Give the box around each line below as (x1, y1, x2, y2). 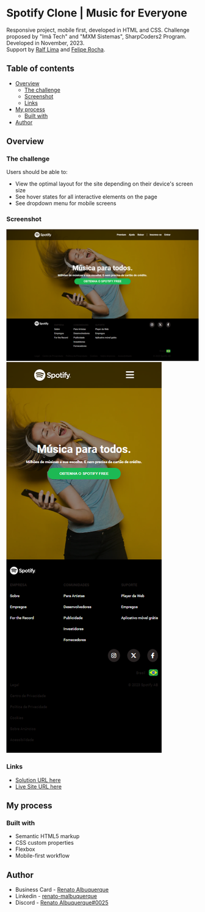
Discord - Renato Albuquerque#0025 (15, 899, 109, 907)
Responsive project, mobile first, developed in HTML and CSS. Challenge (6, 26, 190, 34)
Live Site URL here (15, 783, 62, 790)
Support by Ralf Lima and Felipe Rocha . (6, 46, 106, 53)
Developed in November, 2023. (6, 39, 85, 46)
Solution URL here (15, 776, 61, 784)
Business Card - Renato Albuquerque (15, 886, 109, 894)
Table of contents (6, 63, 74, 74)
